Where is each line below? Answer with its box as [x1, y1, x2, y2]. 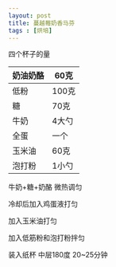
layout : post [8, 11, 52, 20]
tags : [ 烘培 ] [8, 26, 53, 34]
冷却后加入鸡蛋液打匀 [8, 199, 78, 209]
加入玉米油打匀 [8, 216, 57, 226]
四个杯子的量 [8, 49, 50, 59]
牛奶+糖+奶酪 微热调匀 [8, 183, 83, 192]
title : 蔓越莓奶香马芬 [8, 19, 75, 27]
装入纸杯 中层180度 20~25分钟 [8, 250, 109, 260]
